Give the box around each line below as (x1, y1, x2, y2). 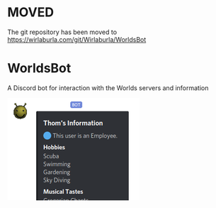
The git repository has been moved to (7, 28, 118, 36)
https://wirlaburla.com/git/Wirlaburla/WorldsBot (7, 35, 147, 43)
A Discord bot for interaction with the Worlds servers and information (7, 83, 209, 92)
